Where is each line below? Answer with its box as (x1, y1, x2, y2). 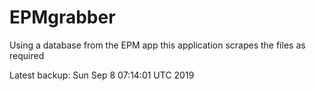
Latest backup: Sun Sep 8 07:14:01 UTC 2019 (9, 69, 195, 81)
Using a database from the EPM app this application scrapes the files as (9, 39, 306, 51)
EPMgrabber (9, 6, 116, 29)
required (9, 49, 45, 61)
